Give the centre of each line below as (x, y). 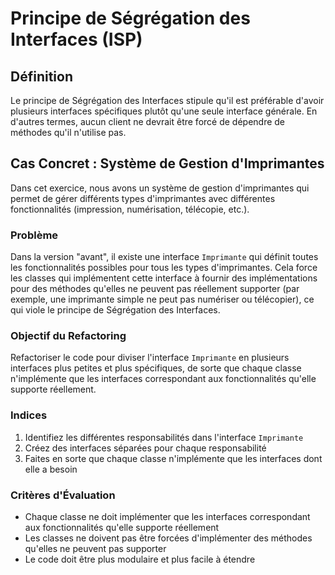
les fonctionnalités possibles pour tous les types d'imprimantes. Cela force (164, 268)
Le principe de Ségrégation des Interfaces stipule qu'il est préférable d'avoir (167, 100)
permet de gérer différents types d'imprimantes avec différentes (143, 198)
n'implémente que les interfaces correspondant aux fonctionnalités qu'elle (163, 379)
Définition (41, 76)
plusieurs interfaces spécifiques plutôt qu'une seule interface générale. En (164, 111)
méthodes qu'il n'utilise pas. (68, 132)
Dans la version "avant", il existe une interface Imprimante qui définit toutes (164, 257)
